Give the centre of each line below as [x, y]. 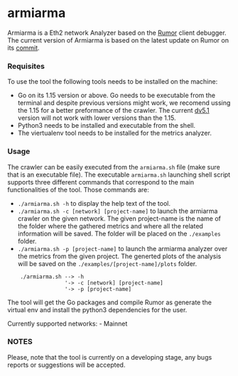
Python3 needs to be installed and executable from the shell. [107, 126]
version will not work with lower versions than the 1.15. [97, 118]
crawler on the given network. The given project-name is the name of [119, 219]
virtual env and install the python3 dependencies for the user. [97, 309]
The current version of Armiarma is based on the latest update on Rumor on [118, 40]
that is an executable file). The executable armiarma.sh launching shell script [119, 175]
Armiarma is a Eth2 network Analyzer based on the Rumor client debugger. [117, 33]
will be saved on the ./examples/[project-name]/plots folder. [107, 263]
